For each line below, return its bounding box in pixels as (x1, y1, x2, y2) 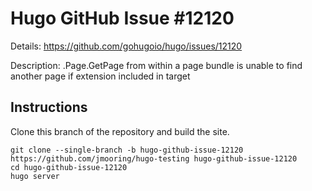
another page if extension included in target (10, 70, 191, 82)
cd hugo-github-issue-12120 (10, 162, 128, 172)
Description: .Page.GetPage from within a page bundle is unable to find (10, 59, 303, 71)
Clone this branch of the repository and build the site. (10, 125, 230, 137)
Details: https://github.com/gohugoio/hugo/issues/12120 (10, 40, 243, 52)
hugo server (10, 171, 60, 181)
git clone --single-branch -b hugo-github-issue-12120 (10, 145, 244, 155)
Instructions (10, 99, 88, 116)
